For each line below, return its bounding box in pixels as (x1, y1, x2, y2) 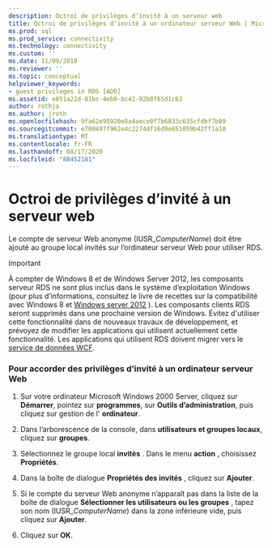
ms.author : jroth (8, 110, 67, 118)
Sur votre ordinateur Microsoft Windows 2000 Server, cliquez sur (19, 392, 238, 401)
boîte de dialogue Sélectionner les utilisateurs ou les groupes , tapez (19, 498, 254, 507)
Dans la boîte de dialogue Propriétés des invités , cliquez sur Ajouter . (19, 473, 255, 483)
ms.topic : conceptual (8, 72, 82, 80)
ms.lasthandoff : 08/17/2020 (8, 148, 104, 156)
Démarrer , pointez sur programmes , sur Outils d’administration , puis (19, 400, 253, 410)
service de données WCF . (8, 343, 96, 353)
